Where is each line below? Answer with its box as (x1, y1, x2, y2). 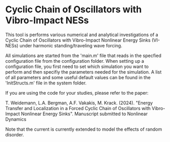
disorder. (5, 131, 24, 137)
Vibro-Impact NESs (5, 14, 89, 26)
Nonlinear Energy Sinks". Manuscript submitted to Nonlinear (21, 111, 148, 117)
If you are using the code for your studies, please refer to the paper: (5, 90, 148, 96)
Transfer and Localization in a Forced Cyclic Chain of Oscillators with (5, 105, 151, 111)
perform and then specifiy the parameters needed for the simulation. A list (5, 68, 162, 75)
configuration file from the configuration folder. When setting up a (5, 58, 144, 64)
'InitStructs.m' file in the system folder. (5, 80, 87, 86)
